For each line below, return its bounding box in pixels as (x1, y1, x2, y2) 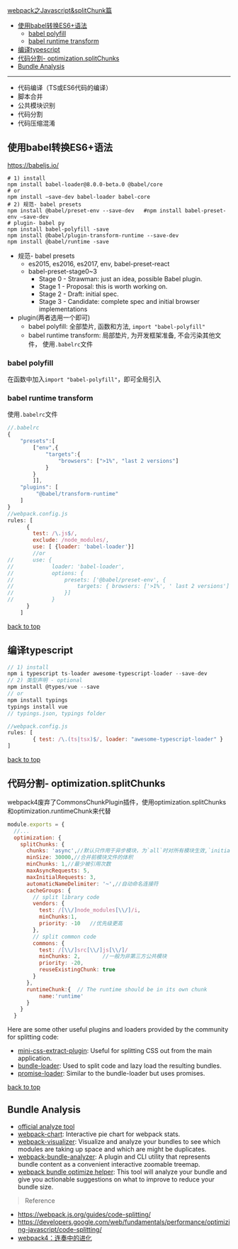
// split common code (33, 933, 97, 940)
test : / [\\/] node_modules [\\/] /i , (38, 907, 141, 914)
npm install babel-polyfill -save (7, 226, 110, 233)
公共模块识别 (17, 102, 55, 109)
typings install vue (7, 703, 69, 710)
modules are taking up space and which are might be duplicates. (17, 1145, 207, 1153)
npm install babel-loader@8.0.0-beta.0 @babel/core (7, 180, 163, 188)
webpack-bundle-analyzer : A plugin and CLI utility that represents (17, 1152, 210, 1161)
